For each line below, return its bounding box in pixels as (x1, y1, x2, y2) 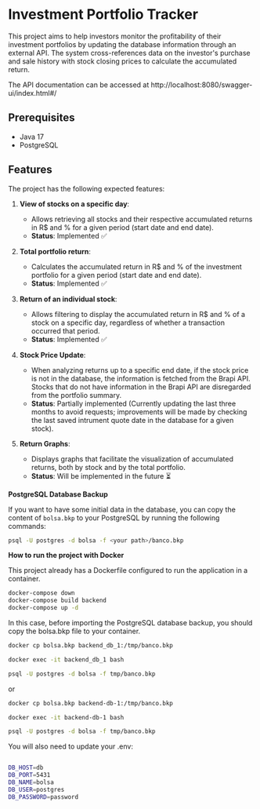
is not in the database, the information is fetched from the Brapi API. (31, 374, 251, 383)
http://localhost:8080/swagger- (150, 80, 253, 89)
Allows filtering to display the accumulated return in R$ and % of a (31, 309, 245, 319)
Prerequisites (8, 111, 75, 125)
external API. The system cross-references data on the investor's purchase (8, 48, 251, 57)
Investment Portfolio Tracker (8, 5, 198, 24)
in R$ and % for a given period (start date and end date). (31, 222, 214, 232)
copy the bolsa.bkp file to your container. (8, 626, 141, 636)
